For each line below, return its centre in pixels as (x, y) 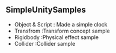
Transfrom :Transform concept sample (62, 31)
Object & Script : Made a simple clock (61, 24)
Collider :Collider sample (45, 43)
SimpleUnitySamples (46, 10)
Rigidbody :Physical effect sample (56, 37)
